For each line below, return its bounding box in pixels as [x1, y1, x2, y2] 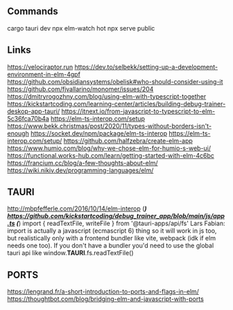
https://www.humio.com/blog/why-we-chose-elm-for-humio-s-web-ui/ [7, 144, 212, 152]
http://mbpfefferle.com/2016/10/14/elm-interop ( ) [7, 204, 147, 213]
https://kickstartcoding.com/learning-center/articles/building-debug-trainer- [7, 99, 226, 108]
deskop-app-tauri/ [7, 107, 60, 115]
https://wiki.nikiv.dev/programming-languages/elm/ [7, 166, 154, 174]
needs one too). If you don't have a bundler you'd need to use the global [7, 241, 214, 250]
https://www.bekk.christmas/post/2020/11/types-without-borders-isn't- [7, 122, 212, 130]
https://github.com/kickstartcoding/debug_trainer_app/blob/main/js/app [7, 212, 225, 220]
